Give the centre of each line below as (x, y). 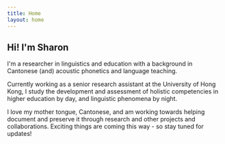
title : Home (24, 13)
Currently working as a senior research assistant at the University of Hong (111, 84)
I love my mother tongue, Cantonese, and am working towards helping (106, 112)
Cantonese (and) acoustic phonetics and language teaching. (92, 71)
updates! (19, 134)
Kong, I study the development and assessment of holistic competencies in (113, 91)
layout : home (26, 20)
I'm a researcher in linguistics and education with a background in (100, 64)
